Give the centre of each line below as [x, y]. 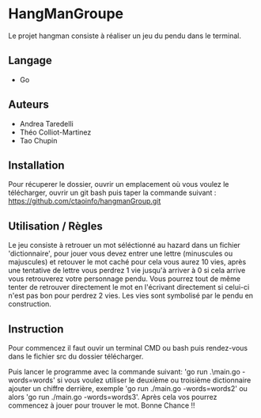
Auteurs [29, 105]
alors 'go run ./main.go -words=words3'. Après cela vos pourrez [113, 397]
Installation [36, 165]
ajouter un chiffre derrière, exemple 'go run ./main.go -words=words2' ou [128, 388]
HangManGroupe [66, 14]
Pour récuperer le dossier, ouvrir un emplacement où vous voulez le [119, 184]
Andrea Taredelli [46, 123]
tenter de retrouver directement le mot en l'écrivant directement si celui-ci [129, 287]
